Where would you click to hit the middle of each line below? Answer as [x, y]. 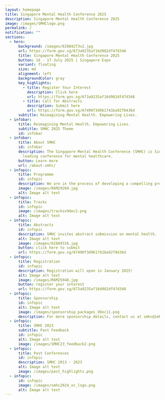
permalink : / [18, 28]
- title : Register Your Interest [57, 87]
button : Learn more [38, 161]
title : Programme [36, 175]
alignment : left [35, 74]
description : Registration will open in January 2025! [75, 271]
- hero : [17, 42]
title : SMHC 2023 [36, 326]
